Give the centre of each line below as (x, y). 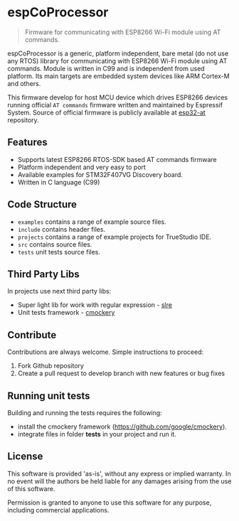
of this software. (31, 488)
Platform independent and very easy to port (81, 167)
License (25, 457)
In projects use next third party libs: (59, 291)
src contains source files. (55, 244)
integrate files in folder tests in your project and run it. (97, 434)
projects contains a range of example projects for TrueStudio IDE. (115, 237)
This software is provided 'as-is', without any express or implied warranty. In (119, 473)
